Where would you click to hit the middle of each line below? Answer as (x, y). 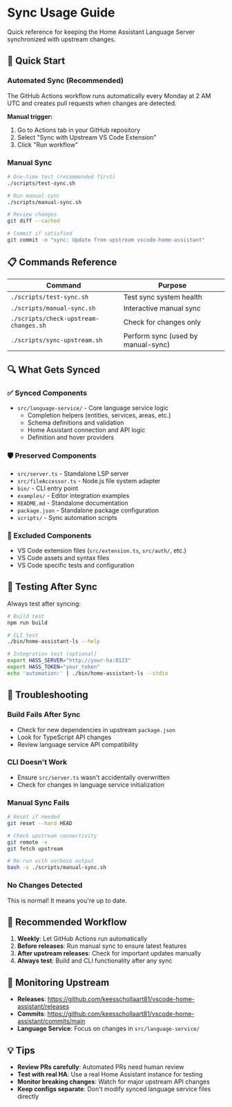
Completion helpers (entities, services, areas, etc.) (99, 416)
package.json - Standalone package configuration (88, 510)
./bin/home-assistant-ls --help (54, 642)
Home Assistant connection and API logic (86, 430)
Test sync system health (163, 297)
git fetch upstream (35, 848)
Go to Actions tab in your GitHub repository (78, 130)
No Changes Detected (45, 885)
